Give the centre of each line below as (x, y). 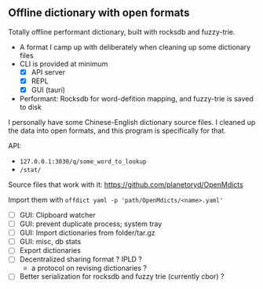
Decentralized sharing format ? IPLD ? (81, 259)
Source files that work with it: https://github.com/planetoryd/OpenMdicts (126, 185)
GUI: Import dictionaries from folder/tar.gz (87, 233)
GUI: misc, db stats (50, 242)
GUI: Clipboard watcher (57, 215)
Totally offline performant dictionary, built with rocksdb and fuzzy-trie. (122, 31)
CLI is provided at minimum (64, 64)
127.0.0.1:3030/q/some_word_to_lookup (83, 162)
